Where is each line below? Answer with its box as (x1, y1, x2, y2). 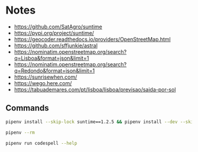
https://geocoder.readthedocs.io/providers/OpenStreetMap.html (14, 35, 171, 43)
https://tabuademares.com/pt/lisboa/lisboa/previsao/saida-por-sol (14, 86, 176, 93)
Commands (5, 103, 50, 113)
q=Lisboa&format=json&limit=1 (14, 54, 89, 62)
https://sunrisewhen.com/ (14, 73, 77, 80)
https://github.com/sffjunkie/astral (14, 42, 98, 49)
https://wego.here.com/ (14, 79, 72, 86)
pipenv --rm (5, 130, 35, 135)
